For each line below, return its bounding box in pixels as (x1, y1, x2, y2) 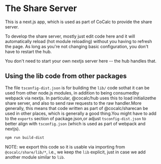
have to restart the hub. (5, 49, 52, 55)
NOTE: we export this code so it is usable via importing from (5, 144, 125, 150)
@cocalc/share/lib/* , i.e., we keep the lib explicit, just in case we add (5, 149, 146, 155)
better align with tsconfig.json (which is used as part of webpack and (5, 121, 145, 126)
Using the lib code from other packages (5, 72, 127, 80)
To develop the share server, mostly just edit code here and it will (5, 33, 135, 39)
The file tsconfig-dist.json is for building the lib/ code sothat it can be (5, 85, 150, 91)
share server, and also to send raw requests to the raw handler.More (5, 100, 142, 106)
